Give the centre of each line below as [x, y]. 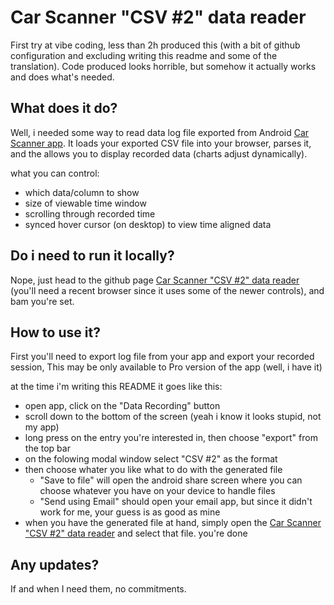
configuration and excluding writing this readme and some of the [144, 55]
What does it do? [64, 108]
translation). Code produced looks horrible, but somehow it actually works [163, 66]
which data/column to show [82, 192]
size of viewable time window [85, 203]
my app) [42, 427]
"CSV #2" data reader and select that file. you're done [136, 533]
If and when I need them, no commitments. [98, 589]
